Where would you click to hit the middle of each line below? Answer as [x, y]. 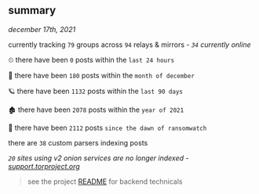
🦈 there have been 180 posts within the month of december [101, 75]
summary [32, 11]
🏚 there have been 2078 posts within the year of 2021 [96, 110]
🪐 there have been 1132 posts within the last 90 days [95, 91]
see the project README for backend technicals [105, 181]
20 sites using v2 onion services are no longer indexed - [98, 158]
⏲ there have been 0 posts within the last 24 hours [91, 59]
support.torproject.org [44, 166]
